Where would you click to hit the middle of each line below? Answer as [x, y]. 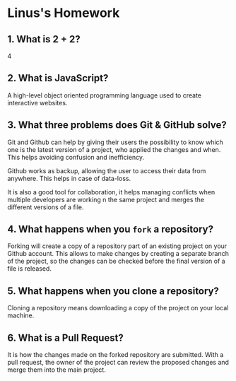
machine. [21, 315]
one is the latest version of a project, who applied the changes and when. [114, 149]
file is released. [29, 269]
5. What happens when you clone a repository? [113, 291]
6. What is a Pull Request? [65, 338]
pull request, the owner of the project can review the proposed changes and [118, 363]
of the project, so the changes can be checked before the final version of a [116, 261]
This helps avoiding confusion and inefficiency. [76, 157]
